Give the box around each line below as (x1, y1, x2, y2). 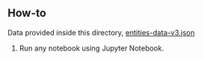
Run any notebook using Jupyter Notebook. (19, 43, 164, 53)
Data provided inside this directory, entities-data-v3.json (7, 27, 195, 37)
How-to (7, 6, 47, 20)
